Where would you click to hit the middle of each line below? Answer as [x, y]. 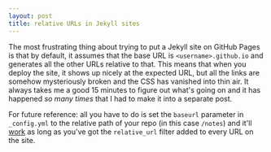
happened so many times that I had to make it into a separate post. [120, 98]
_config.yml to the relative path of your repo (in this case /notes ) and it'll [130, 123]
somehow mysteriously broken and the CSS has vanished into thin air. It [129, 81]
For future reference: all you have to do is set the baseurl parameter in [126, 114]
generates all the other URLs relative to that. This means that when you [127, 64]
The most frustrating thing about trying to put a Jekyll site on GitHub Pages [134, 46]
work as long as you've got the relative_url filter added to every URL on [131, 132]
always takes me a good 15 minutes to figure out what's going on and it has [135, 89]
